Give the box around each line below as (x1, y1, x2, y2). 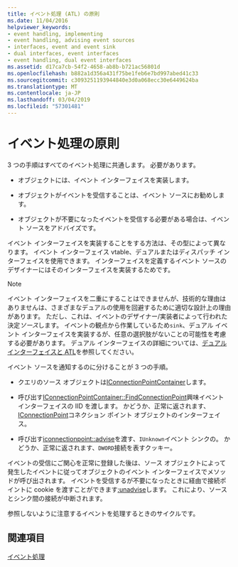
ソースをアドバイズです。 (26, 223, 100, 232)
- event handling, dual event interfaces (7, 57, 132, 64)
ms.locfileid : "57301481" (7, 103, 84, 110)
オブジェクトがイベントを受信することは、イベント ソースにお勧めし (17, 190, 219, 199)
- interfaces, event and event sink (7, 43, 116, 50)
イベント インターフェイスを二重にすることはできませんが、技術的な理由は (7, 294, 227, 303)
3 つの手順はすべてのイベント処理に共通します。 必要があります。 (7, 161, 200, 169)
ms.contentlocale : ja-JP (7, 90, 81, 97)
